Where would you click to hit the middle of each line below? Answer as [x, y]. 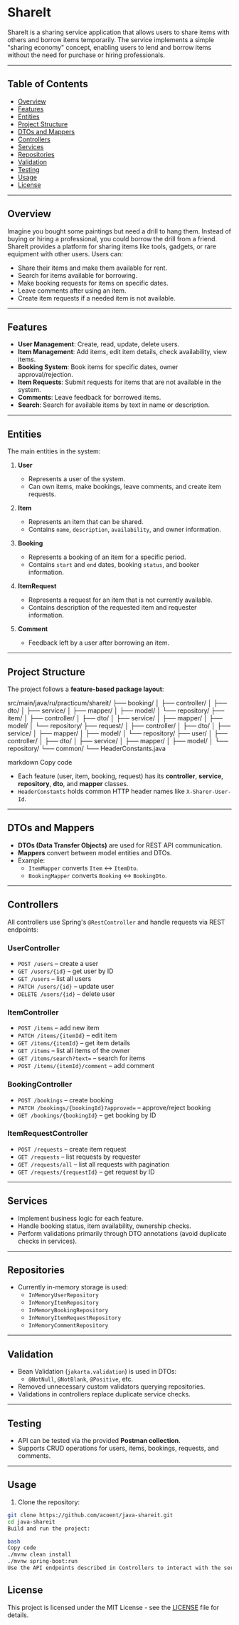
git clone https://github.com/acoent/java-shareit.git [90, 1515]
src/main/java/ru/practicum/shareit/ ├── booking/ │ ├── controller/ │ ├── [117, 703]
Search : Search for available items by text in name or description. [113, 405]
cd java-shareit [31, 1521]
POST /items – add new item [58, 1028]
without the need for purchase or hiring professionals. [86, 55]
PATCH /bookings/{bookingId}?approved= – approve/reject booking [114, 1107]
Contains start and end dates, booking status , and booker [114, 565]
